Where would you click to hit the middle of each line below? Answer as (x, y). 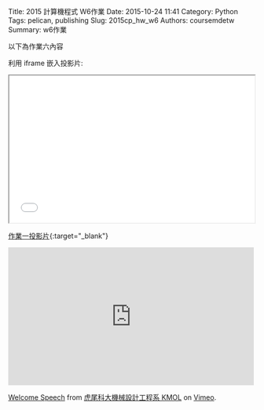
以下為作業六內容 (36, 46)
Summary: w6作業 (38, 29)
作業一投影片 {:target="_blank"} (58, 236)
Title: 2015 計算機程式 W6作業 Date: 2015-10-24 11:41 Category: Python (123, 11)
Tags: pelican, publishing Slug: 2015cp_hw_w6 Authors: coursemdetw (121, 20)
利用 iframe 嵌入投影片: (46, 63)
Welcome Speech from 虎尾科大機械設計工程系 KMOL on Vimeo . (112, 397)
